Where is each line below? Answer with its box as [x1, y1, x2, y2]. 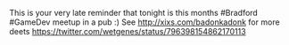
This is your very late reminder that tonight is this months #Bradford [9, 8, 259, 18]
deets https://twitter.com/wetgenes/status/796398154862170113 [9, 26, 247, 36]
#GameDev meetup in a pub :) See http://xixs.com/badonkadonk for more [9, 17, 280, 27]
